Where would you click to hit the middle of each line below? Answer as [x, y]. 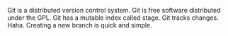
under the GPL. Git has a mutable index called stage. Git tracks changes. [113, 18]
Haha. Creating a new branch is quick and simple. [80, 25]
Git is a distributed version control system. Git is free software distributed [114, 10]
